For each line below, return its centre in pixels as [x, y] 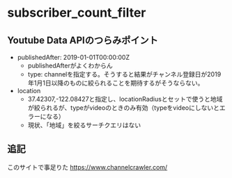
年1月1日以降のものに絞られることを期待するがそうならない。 [116, 83]
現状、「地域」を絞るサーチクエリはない [84, 125]
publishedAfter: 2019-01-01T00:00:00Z [74, 57]
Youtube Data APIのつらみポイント [83, 40]
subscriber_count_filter [77, 13]
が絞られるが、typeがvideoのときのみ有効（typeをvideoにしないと [123, 108]
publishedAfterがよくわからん [70, 65]
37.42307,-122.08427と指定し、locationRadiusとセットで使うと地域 [125, 99]
